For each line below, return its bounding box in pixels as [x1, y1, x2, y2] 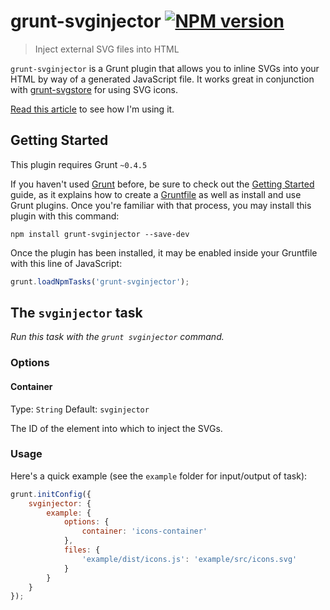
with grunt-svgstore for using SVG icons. [10, 83, 179, 95]
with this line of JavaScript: [10, 257, 123, 269]
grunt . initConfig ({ [10, 489, 92, 499]
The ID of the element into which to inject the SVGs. [10, 422, 223, 434]
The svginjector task [10, 305, 143, 322]
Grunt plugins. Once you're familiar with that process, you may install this [10, 199, 312, 211]
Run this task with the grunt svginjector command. [10, 331, 225, 343]
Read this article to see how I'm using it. [10, 103, 175, 115]
